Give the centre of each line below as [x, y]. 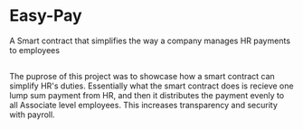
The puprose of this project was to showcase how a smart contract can [142, 77]
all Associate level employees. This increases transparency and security [144, 106]
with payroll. [33, 115]
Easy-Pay [46, 16]
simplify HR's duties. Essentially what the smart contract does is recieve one [151, 86]
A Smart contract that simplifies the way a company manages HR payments [150, 41]
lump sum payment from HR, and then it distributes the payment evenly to [147, 96]
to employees [35, 50]
